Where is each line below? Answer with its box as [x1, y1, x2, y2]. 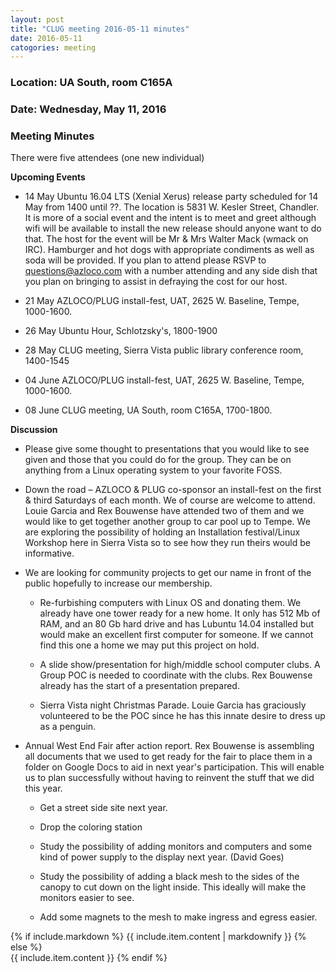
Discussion [10, 424, 58, 436]
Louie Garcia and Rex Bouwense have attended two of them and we [24, 505, 305, 517]
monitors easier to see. [39, 892, 135, 904]
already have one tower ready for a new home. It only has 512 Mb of [39, 607, 321, 620]
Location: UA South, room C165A [10, 76, 173, 90]
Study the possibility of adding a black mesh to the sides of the [39, 871, 300, 883]
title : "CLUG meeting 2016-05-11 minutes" [10, 24, 190, 34]
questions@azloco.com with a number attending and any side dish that [24, 265, 318, 277]
